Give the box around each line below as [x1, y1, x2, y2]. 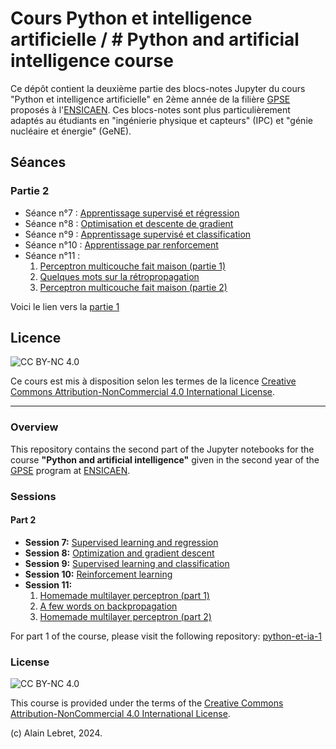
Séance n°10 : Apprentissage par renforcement [24, 238, 219, 251]
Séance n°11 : [24, 249, 81, 261]
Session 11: [24, 578, 73, 591]
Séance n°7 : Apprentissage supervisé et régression [24, 207, 240, 219]
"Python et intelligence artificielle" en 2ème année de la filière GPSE [10, 93, 291, 105]
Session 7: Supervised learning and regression [24, 536, 219, 548]
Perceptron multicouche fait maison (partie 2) [39, 281, 228, 293]
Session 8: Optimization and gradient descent [24, 547, 215, 559]
